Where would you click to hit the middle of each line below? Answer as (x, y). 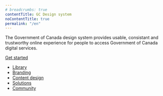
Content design (28, 78)
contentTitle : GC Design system (38, 14)
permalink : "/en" (23, 24)
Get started (17, 58)
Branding (21, 73)
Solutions (22, 83)
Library (20, 67)
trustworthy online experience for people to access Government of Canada (81, 43)
